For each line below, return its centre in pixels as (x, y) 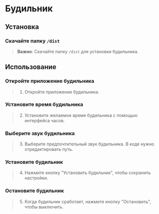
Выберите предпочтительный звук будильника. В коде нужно (89, 144)
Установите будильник (34, 162)
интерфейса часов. (45, 120)
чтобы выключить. (44, 207)
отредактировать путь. (49, 149)
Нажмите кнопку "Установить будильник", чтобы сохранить (88, 173)
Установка (22, 27)
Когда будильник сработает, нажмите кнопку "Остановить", (88, 201)
